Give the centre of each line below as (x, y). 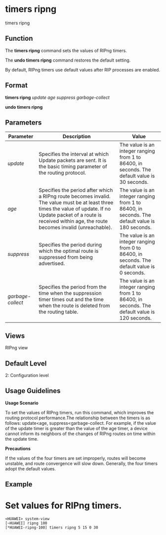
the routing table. (59, 312)
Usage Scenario (22, 403)
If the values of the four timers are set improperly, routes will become (76, 458)
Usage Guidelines (33, 391)
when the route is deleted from (74, 306)
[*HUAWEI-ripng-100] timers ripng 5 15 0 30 (52, 528)
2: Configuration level (27, 375)
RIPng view (17, 348)
